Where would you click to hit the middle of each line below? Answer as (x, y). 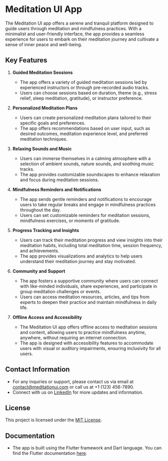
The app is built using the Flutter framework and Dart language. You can (87, 448)
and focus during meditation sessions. (59, 180)
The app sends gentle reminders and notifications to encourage (86, 199)
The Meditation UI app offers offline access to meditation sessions (89, 327)
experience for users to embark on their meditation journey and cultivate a (82, 39)
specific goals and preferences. (53, 123)
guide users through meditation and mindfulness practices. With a (73, 28)
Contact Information (38, 369)
